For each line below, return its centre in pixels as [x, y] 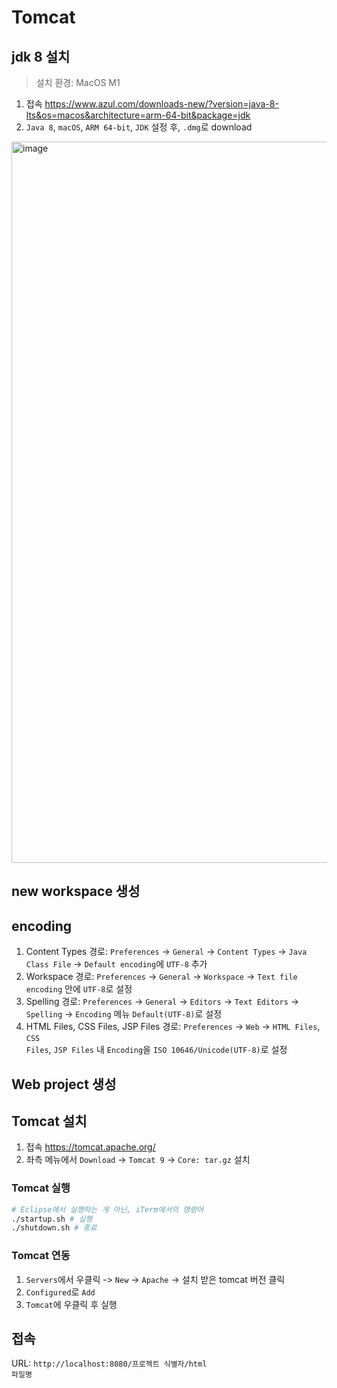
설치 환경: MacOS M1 [78, 82]
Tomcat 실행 [41, 1188]
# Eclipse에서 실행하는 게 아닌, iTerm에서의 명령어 [107, 1209]
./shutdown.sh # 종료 [54, 1228]
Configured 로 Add [60, 1292]
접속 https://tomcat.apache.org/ [90, 1147]
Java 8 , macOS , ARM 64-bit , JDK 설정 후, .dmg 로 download [139, 127]
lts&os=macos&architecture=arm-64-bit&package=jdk [138, 115]
